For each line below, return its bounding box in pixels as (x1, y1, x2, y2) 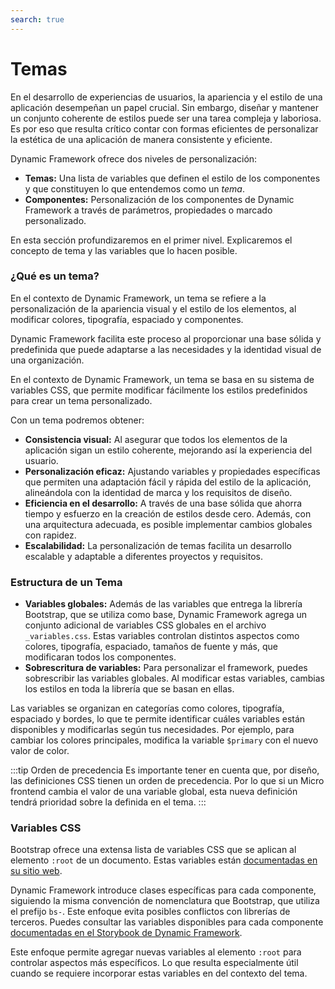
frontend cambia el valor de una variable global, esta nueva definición (10, 786, 298, 798)
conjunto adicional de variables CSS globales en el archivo (24, 619, 267, 631)
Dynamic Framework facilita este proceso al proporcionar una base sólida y (10, 332, 322, 345)
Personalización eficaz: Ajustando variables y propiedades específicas (24, 465, 321, 477)
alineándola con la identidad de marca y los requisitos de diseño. (24, 486, 293, 498)
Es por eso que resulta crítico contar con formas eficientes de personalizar (10, 122, 319, 135)
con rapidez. (24, 529, 77, 541)
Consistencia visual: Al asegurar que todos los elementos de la (24, 433, 288, 445)
